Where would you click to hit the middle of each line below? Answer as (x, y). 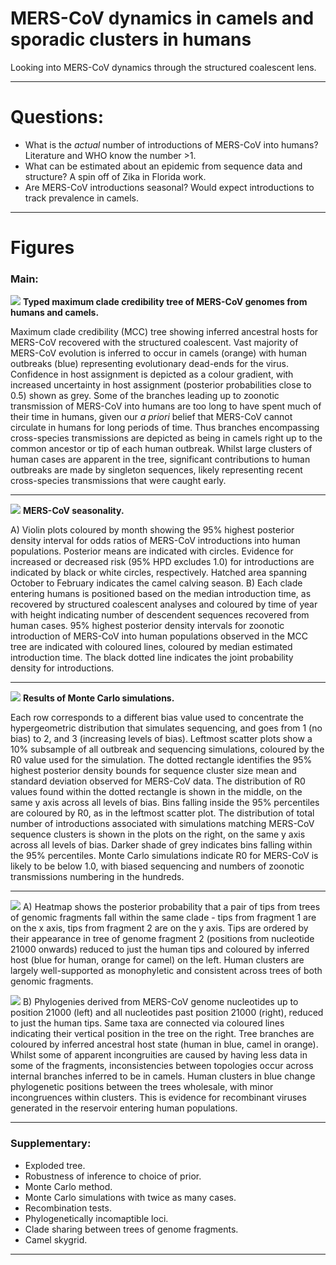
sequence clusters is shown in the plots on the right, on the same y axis (158, 834)
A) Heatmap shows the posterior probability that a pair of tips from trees (171, 907)
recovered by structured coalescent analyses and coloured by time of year (164, 604)
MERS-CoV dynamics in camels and (162, 18)
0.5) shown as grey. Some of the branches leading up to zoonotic (145, 396)
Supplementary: (51, 1144)
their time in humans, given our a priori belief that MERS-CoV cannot (151, 417)
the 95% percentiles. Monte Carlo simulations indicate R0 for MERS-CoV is (164, 856)
